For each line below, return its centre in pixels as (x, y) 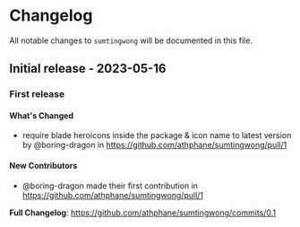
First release (37, 94)
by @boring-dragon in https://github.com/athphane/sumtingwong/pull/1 (154, 145)
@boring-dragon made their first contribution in (110, 186)
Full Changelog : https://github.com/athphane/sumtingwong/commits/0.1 (142, 213)
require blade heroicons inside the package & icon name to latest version (157, 135)
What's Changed (42, 115)
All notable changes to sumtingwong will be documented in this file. (131, 40)
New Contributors (43, 166)
